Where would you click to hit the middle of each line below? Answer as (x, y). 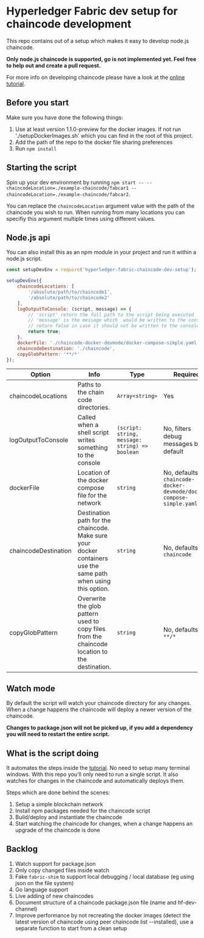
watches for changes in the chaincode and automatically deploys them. (96, 781)
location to (93, 652)
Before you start (38, 103)
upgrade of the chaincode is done (57, 830)
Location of (94, 473)
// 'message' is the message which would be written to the (107, 320)
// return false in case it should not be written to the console (114, 326)
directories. (94, 408)
